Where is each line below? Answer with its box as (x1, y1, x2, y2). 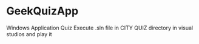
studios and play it (6, 30, 52, 37)
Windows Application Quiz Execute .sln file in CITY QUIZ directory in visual (6, 24, 193, 31)
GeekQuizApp (6, 4, 79, 18)
